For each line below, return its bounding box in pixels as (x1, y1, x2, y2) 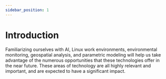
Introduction (5, 29, 59, 41)
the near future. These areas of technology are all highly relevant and (5, 62, 151, 69)
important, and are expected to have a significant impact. (5, 68, 126, 74)
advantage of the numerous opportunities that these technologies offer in (5, 57, 160, 63)
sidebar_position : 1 (5, 7, 50, 13)
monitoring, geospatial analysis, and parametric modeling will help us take (5, 51, 161, 58)
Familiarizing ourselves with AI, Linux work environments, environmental (5, 46, 157, 52)
